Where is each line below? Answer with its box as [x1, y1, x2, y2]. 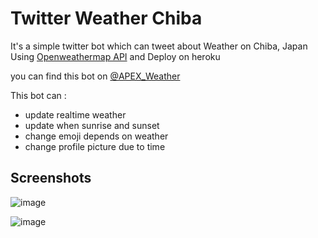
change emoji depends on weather [24, 130, 169, 142]
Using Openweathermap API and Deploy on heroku [10, 50, 221, 62]
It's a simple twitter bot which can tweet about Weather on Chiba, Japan [10, 40, 308, 52]
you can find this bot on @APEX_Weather [10, 70, 181, 82]
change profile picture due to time [24, 140, 166, 152]
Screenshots [10, 170, 92, 187]
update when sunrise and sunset [24, 119, 160, 131]
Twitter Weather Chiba [10, 7, 203, 30]
